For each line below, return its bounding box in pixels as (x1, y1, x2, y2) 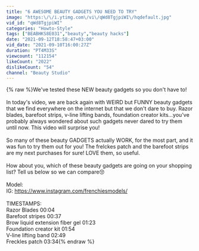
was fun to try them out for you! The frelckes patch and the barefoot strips (6, 143, 189, 150)
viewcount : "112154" (6, 53, 58, 59)
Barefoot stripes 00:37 (6, 213, 61, 220)
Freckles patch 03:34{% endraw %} (6, 238, 95, 245)
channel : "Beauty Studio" (6, 70, 70, 76)
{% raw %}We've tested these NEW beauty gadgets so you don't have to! (6, 86, 187, 93)
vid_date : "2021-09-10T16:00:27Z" (6, 42, 92, 48)
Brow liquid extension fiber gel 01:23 (6, 219, 96, 227)
